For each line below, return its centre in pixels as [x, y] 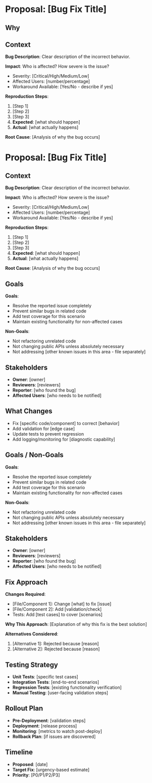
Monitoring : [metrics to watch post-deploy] [57, 731]
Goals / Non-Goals [34, 455]
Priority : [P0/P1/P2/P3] [36, 775]
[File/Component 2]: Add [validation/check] [57, 609]
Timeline [19, 752]
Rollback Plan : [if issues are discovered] [54, 736]
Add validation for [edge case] [44, 429]
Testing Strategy [32, 665]
